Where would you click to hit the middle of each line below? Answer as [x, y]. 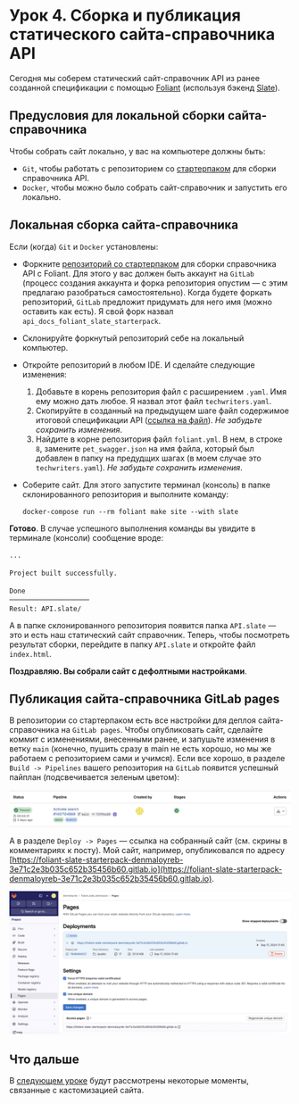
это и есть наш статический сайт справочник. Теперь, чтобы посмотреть [149, 635]
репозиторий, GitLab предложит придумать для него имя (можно [147, 302]
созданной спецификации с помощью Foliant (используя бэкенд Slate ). [145, 87]
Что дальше [44, 1059]
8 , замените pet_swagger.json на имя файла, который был [145, 448]
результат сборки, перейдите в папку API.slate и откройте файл [133, 644]
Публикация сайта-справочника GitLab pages [145, 698]
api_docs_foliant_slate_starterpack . [91, 320]
